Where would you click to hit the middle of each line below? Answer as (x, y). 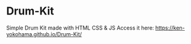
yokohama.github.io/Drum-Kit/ (44, 34)
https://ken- (170, 28)
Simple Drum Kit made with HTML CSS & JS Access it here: (80, 28)
